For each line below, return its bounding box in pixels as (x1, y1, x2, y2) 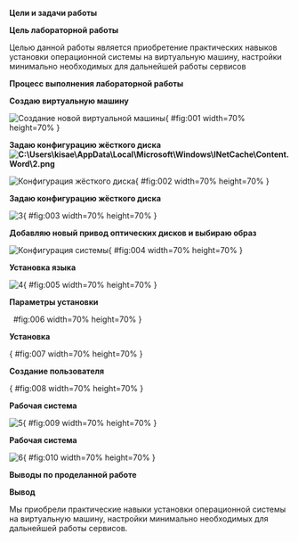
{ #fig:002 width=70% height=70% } (134, 176, 270, 186)
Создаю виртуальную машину (9, 95, 129, 106)
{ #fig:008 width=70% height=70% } (9, 383, 144, 393)
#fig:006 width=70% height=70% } (12, 314, 142, 324)
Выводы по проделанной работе (9, 470, 137, 480)
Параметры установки (9, 297, 99, 307)
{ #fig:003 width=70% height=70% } (22, 210, 157, 221)
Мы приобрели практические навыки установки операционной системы (9, 504, 286, 514)
